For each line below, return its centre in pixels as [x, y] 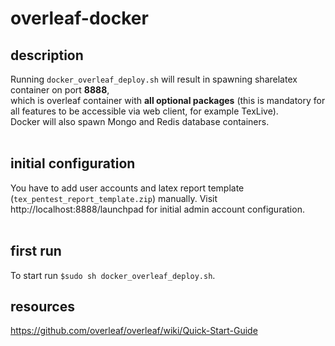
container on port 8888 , [60, 90]
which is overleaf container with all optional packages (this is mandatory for [168, 100]
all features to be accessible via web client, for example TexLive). [144, 111]
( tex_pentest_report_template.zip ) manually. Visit [114, 198]
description [47, 55]
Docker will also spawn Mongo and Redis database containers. [140, 121]
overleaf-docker [79, 18]
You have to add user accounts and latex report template [127, 188]
